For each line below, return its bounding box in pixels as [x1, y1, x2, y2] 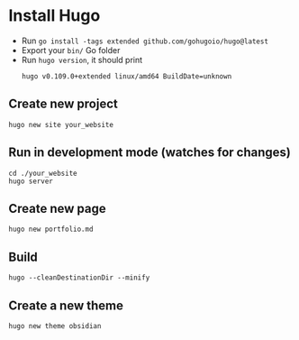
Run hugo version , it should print [21, 54, 143, 65]
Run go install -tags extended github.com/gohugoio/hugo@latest [21, 35, 269, 46]
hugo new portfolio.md [8, 225, 94, 234]
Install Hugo [8, 5, 101, 26]
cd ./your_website [8, 169, 77, 178]
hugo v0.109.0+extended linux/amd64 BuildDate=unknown [21, 71, 232, 81]
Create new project [8, 96, 118, 112]
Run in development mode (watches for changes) [8, 145, 292, 161]
